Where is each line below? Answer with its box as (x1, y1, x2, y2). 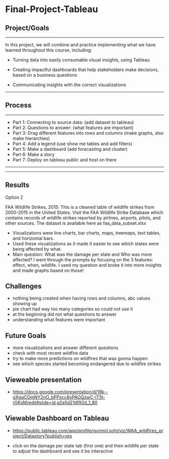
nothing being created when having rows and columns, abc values (12, 295, 150, 301)
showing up (12, 301, 37, 307)
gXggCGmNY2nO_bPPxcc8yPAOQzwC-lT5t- (12, 394, 106, 400)
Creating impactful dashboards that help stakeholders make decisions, (12, 67, 159, 73)
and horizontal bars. (12, 235, 54, 241)
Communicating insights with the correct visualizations (12, 82, 127, 88)
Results (5, 181, 30, 190)
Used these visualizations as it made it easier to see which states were (12, 241, 159, 247)
